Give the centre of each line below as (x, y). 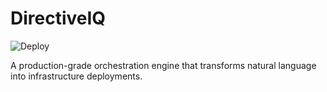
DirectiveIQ (58, 18)
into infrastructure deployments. (76, 76)
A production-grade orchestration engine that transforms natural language (163, 65)
